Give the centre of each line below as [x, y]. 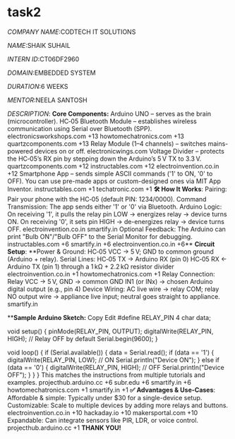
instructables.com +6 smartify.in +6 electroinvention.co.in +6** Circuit [111, 244]
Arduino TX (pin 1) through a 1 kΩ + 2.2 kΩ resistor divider [91, 266]
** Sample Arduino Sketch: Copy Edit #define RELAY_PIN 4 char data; [109, 317]
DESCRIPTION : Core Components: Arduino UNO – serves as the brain [109, 113]
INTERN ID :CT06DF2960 [43, 59]
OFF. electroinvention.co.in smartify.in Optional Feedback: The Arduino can [116, 229]
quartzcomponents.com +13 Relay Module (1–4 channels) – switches [107, 143]
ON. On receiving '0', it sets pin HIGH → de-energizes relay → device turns [116, 221]
